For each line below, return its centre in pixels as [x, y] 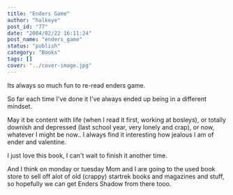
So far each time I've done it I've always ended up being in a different [107, 99]
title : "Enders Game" [39, 14]
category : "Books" [34, 53]
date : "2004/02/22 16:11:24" [50, 33]
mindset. [20, 106]
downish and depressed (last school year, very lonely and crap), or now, [111, 127]
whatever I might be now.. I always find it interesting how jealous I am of [111, 134]
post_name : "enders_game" [45, 40]
